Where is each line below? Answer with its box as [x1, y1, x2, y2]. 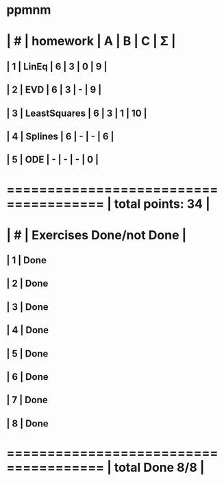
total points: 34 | [114, 196, 210, 211]
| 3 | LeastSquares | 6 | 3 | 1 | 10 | [6, 107, 148, 119]
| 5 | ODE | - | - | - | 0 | [6, 154, 99, 166]
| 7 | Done [6, 394, 49, 406]
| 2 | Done [6, 278, 49, 289]
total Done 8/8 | [114, 460, 205, 475]
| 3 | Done [6, 301, 49, 313]
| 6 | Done [6, 371, 49, 383]
